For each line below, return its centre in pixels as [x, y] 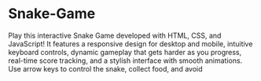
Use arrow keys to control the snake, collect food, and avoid [105, 68]
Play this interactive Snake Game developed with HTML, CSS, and [115, 35]
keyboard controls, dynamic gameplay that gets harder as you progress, [125, 52]
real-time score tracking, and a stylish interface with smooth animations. [125, 61]
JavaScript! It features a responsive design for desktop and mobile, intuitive [130, 43]
